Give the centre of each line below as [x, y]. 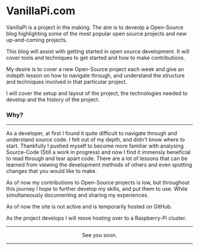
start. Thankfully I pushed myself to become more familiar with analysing [95, 146]
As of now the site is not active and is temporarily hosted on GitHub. [89, 207]
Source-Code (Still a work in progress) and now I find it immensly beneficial [98, 152]
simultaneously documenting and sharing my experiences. [78, 195]
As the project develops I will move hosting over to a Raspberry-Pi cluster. [96, 218]
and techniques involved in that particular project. [67, 82]
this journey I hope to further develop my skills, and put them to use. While [97, 189]
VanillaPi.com [41, 11]
